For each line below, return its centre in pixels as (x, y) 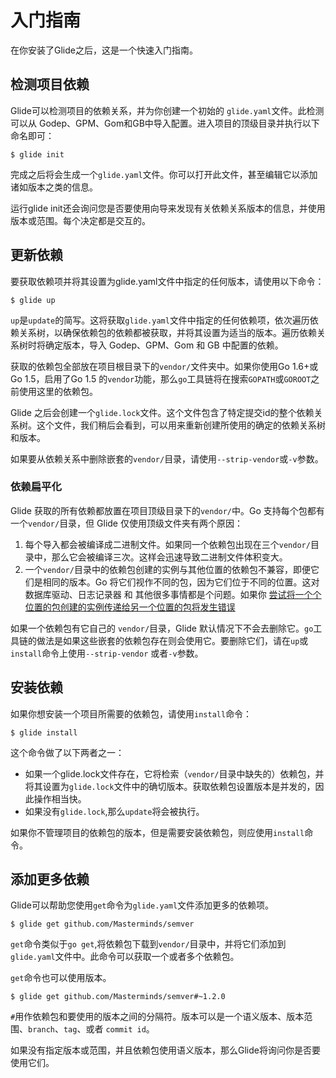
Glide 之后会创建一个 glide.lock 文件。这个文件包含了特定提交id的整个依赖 (162, 412)
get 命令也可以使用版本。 (61, 978)
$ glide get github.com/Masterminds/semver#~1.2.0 (118, 997)
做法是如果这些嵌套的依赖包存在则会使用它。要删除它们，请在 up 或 (172, 640)
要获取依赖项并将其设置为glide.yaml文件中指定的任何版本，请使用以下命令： (167, 281)
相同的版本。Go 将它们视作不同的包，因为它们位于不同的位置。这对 (181, 582)
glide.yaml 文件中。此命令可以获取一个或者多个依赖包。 (125, 957)
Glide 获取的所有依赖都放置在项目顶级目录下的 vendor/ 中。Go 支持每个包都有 (167, 510)
